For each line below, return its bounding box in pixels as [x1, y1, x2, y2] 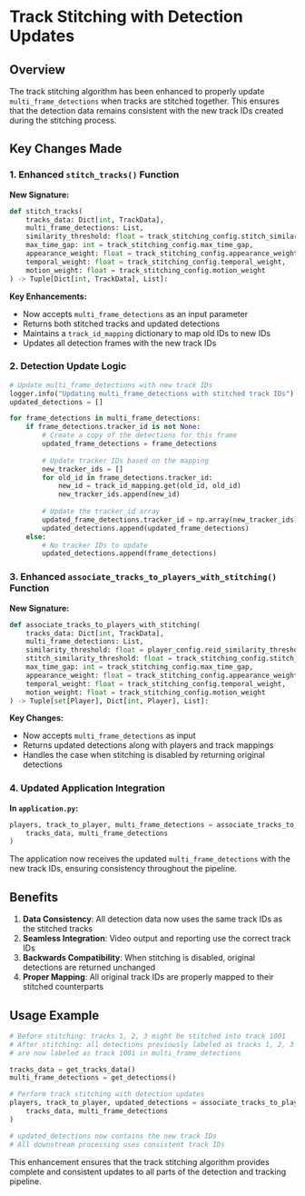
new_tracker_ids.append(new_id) [57, 490, 181, 499]
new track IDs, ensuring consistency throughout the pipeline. [9, 863, 238, 874]
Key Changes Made [9, 141, 123, 156]
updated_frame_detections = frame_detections [42, 439, 218, 449]
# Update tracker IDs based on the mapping [42, 456, 209, 465]
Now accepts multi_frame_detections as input [22, 730, 196, 742]
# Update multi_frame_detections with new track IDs [9, 380, 213, 390]
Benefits [9, 889, 59, 905]
